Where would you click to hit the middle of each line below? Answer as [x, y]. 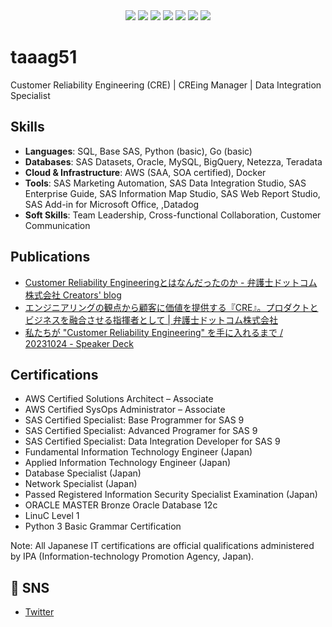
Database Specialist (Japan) [83, 473]
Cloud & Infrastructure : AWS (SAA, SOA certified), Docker [145, 172]
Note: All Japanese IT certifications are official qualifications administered [162, 546]
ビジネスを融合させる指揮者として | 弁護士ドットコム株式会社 [151, 320]
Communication [57, 225]
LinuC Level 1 [52, 516]
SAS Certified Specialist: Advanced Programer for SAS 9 [141, 431]
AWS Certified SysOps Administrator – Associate [125, 410]
